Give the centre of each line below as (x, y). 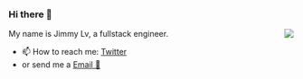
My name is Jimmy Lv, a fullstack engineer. (89, 34)
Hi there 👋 (31, 14)
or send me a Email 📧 (61, 65)
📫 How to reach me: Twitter (74, 52)
